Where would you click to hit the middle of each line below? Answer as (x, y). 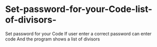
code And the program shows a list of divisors (52, 39)
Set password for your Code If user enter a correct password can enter (78, 33)
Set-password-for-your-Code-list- (79, 9)
